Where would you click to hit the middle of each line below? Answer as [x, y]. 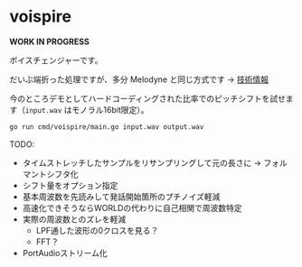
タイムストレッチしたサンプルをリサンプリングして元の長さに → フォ [151, 162]
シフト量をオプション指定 [70, 185]
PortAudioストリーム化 [65, 253]
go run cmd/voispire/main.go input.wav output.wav [107, 127]
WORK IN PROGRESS [50, 41]
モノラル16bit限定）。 [110, 109]
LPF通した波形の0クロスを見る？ [97, 230]
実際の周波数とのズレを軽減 [74, 219]
